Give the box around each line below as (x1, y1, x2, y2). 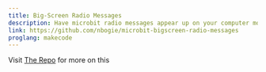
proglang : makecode (8, 33, 73, 42)
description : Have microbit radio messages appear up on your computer (8, 19, 249, 27)
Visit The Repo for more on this (8, 55, 110, 65)
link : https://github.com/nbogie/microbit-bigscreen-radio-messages (8, 26, 239, 34)
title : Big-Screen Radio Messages (8, 11, 123, 20)
